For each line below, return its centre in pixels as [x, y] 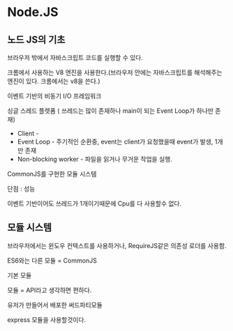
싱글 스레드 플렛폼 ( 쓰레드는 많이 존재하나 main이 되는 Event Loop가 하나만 [111, 111]
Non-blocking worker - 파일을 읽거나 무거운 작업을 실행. [95, 159]
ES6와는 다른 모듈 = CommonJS [52, 260]
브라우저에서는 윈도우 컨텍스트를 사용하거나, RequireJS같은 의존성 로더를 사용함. [117, 245]
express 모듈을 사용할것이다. [46, 320]
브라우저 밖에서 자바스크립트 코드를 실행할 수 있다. [75, 57]
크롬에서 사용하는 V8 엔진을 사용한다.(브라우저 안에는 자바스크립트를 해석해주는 [115, 72]
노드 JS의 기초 [36, 39]
